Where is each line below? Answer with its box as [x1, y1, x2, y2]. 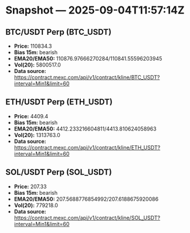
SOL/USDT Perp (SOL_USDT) [5, 167, 112, 177]
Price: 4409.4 [13, 112, 48, 119]
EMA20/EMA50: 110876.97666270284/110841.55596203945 [13, 55, 162, 62]
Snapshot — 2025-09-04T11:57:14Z [5, 4, 185, 17]
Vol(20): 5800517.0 [13, 61, 61, 68]
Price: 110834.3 [13, 42, 52, 49]
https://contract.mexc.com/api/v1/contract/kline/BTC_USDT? [13, 74, 160, 81]
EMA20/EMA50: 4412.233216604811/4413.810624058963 [13, 125, 157, 132]
